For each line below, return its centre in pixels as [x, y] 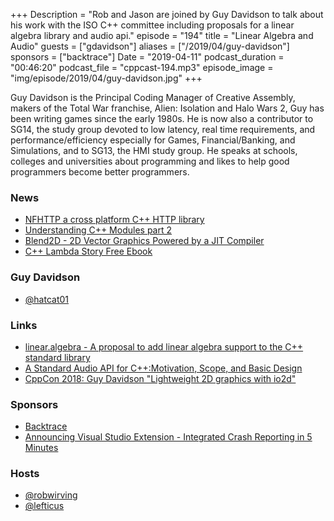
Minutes [41, 448]
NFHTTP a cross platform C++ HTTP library [114, 220]
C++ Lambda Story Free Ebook [88, 251]
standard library [57, 357]
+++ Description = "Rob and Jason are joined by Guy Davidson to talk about [167, 14]
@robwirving [51, 495]
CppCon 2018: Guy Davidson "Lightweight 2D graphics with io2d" [160, 378]
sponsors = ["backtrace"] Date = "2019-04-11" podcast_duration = [147, 57]
